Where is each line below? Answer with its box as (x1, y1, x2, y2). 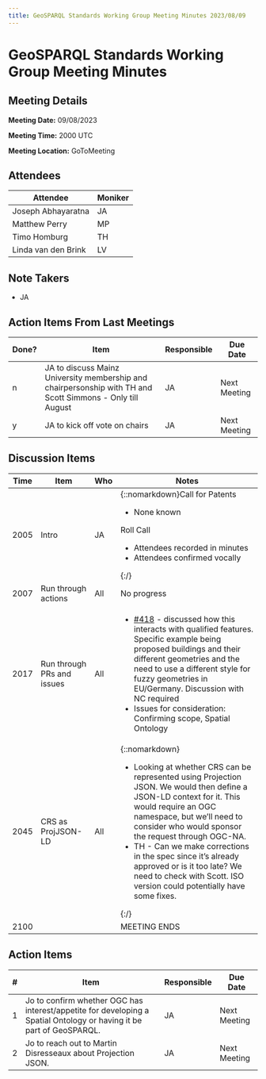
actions (40, 593, 69, 604)
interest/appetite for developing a (25, 1004, 150, 1016)
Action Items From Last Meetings (8, 315, 175, 329)
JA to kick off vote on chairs (44, 420, 149, 431)
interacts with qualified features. (133, 624, 254, 635)
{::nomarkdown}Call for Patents (120, 489, 237, 500)
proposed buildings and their (133, 643, 241, 655)
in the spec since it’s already (133, 851, 240, 862)
